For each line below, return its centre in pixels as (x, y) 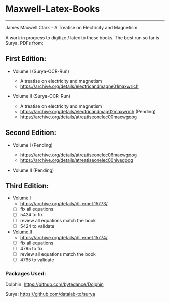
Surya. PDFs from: (24, 43)
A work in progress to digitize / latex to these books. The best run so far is (82, 37)
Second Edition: (31, 133)
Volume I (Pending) (33, 145)
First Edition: (26, 59)
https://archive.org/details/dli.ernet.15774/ (64, 237)
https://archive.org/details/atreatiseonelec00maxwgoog (78, 117)
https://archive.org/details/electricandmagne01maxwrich (79, 86)
